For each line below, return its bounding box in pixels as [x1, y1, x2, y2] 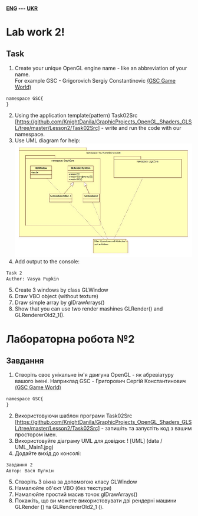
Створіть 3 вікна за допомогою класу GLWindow [14, 478, 137, 485]
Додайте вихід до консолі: [14, 450, 81, 457]
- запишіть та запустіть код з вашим [101, 425, 192, 432]
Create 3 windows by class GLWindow [14, 286, 109, 293]
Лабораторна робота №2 [6, 332, 135, 345]
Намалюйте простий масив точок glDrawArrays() [14, 491, 138, 498]
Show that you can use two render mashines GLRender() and [14, 305, 163, 312]
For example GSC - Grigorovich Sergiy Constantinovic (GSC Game [14, 77, 176, 84]
